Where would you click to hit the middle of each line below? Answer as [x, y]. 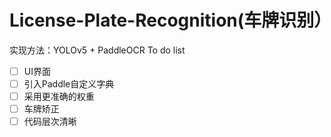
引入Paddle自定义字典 [69, 84]
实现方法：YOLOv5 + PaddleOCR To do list [97, 50]
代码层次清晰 [50, 122]
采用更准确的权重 [59, 97]
